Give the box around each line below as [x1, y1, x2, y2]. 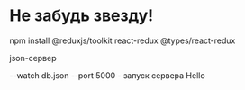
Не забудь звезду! [9, 5, 154, 26]
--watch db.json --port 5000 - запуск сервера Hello [9, 69, 205, 81]
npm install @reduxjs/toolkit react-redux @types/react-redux [9, 35, 236, 46]
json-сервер [9, 52, 57, 63]
